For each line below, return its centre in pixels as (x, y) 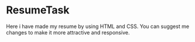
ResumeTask (38, 10)
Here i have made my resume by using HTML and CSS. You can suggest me (97, 26)
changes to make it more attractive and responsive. (68, 32)
